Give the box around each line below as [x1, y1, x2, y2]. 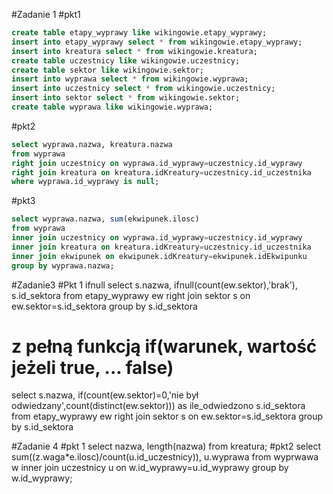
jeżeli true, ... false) [11, 356, 174, 379]
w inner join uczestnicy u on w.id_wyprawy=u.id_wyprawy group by [11, 462, 289, 474]
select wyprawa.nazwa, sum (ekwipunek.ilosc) [11, 214, 200, 224]
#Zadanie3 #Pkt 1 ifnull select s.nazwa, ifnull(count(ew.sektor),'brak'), [11, 279, 299, 291]
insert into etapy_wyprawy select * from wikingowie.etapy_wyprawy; [11, 37, 303, 47]
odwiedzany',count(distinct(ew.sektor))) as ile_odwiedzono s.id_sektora [11, 400, 306, 412]
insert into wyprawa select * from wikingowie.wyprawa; [11, 74, 249, 84]
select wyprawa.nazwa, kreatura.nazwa [11, 139, 173, 149]
